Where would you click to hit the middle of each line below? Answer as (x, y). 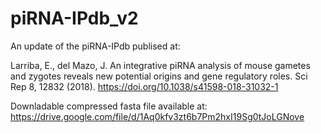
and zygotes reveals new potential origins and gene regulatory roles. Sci (159, 76)
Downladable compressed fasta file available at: (109, 106)
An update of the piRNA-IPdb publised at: (95, 46)
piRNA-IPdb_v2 (74, 18)
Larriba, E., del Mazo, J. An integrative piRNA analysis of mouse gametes (160, 65)
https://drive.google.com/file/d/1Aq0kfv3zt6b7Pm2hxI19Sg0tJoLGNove (157, 116)
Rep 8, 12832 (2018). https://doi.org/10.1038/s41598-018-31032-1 (144, 86)
